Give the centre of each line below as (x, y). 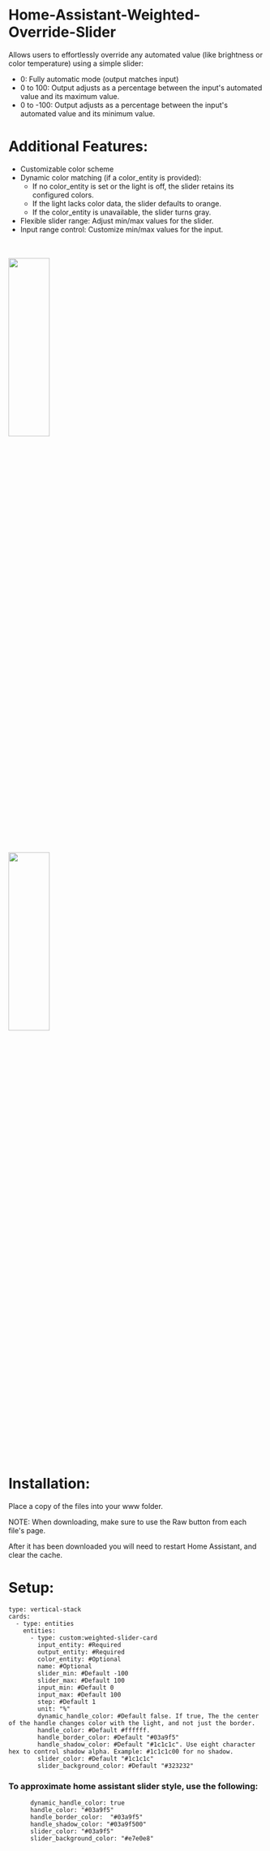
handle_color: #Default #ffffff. (94, 1730)
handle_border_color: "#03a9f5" (86, 1818)
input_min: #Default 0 (76, 1688)
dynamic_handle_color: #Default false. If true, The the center (148, 1716)
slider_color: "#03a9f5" (72, 1831)
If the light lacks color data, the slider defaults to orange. (126, 203)
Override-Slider (62, 32)
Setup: (31, 1588)
